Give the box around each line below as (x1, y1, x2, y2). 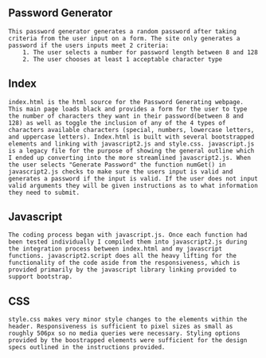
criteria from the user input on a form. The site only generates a (8, 34, 241, 42)
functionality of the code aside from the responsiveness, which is (8, 259, 241, 267)
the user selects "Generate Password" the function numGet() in (8, 161, 226, 169)
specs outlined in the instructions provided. (8, 344, 166, 352)
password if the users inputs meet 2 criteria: (8, 41, 170, 49)
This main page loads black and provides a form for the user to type (8, 105, 248, 113)
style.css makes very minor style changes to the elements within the (8, 316, 248, 324)
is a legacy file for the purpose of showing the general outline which (8, 146, 255, 154)
